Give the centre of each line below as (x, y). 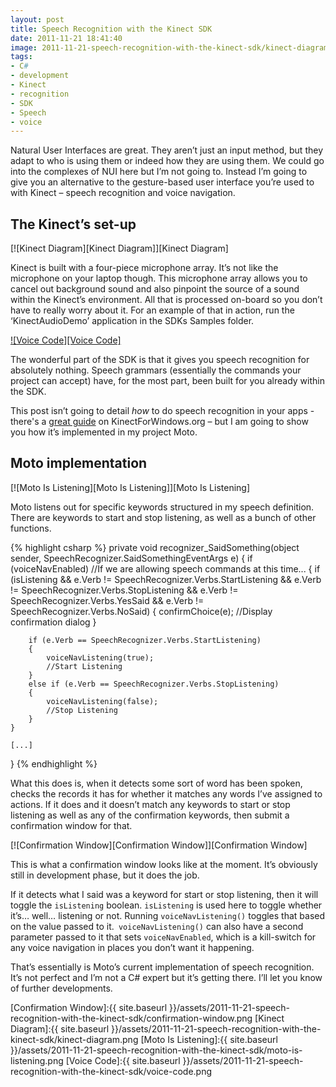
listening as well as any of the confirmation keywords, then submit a (150, 815)
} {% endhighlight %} (54, 763)
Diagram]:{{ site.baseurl (60, 1028)
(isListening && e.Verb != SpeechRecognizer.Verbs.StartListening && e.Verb (166, 579)
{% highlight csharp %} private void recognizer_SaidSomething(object (155, 547)
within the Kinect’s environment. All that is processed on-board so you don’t (166, 300)
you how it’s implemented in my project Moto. (104, 432)
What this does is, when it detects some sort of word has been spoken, (156, 783)
